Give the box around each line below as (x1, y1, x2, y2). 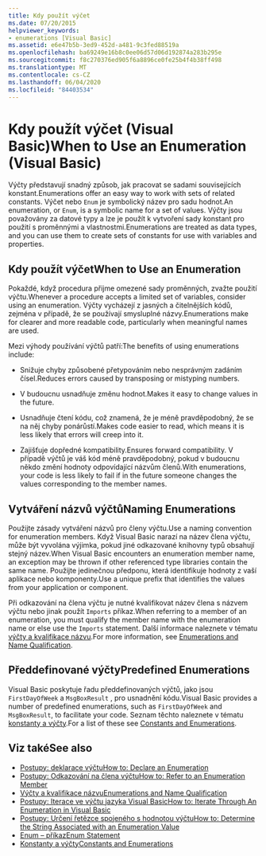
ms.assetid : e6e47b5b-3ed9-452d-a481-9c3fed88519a (8, 41, 179, 49)
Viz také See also (8, 741, 93, 755)
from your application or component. (8, 582, 129, 592)
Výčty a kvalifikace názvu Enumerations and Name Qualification (19, 788, 228, 797)
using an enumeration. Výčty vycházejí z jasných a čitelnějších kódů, (8, 300, 233, 311)
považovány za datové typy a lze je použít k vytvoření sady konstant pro (8, 214, 245, 224)
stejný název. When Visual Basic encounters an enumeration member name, (8, 549, 256, 558)
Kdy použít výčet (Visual (8, 120, 174, 138)
